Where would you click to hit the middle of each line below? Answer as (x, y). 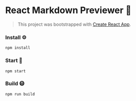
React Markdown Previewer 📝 (68, 10)
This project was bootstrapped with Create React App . (74, 24)
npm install (18, 48)
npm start (16, 71)
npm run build (20, 94)
